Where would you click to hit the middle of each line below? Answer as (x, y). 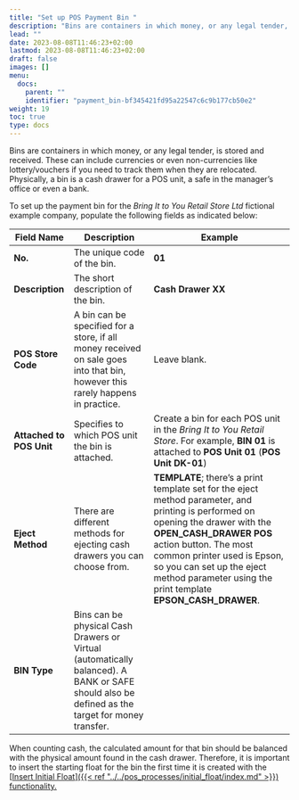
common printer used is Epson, (218, 556)
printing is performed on (204, 511)
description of (103, 289)
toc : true (28, 117)
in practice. (97, 404)
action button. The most (203, 544)
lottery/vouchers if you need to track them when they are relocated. (133, 169)
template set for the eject (206, 489)
